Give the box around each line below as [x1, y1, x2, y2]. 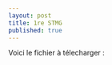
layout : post [8, 11, 52, 20]
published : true [8, 26, 62, 34]
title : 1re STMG [8, 19, 62, 27]
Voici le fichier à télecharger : [8, 48, 106, 58]
